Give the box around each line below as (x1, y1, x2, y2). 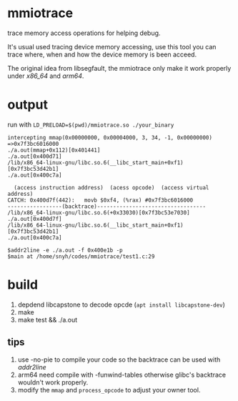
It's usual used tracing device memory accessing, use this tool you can (7, 42, 217, 51)
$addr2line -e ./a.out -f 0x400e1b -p (7, 247, 123, 254)
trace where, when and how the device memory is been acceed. (7, 50, 197, 59)
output (7, 96, 49, 113)
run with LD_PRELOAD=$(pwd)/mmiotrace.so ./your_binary (7, 120, 174, 129)
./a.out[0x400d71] (7, 152, 62, 160)
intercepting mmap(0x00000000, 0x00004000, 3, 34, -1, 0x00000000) (7, 134, 213, 141)
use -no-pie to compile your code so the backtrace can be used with (17, 355, 221, 364)
